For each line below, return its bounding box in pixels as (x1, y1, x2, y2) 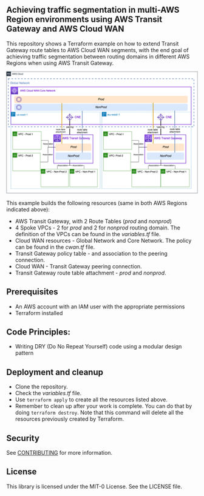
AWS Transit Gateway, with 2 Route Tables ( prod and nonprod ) (15, 217, 172, 225)
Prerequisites (6, 287, 58, 297)
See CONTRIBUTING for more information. (6, 449, 113, 456)
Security (6, 433, 39, 443)
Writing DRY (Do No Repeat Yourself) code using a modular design (15, 343, 182, 350)
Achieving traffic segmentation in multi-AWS (6, 5, 180, 15)
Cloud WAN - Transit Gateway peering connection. (15, 262, 142, 270)
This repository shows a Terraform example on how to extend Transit (6, 39, 179, 47)
